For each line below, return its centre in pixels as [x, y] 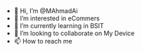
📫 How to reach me [43, 41]
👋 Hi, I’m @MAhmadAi [46, 11]
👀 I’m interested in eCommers [57, 18]
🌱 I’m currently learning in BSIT [59, 26]
